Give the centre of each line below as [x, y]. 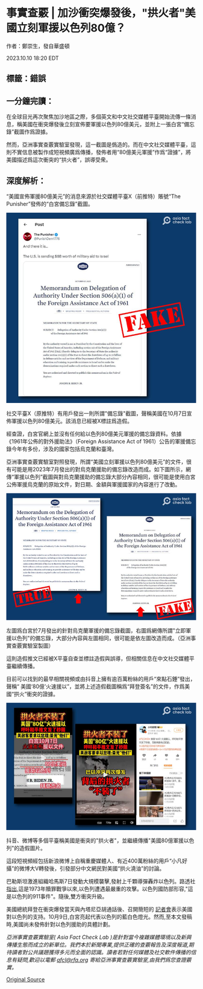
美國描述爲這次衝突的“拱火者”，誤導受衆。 [59, 160]
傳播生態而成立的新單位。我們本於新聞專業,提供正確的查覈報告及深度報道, [98, 944]
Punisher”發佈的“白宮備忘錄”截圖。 [50, 204]
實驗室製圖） [38, 646]
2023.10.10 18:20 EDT [33, 58]
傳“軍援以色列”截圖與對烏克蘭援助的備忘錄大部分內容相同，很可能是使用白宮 [101, 477]
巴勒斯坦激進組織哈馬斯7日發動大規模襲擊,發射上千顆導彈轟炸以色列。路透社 [101, 881]
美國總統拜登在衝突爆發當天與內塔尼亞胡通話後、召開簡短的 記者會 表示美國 [99, 909]
